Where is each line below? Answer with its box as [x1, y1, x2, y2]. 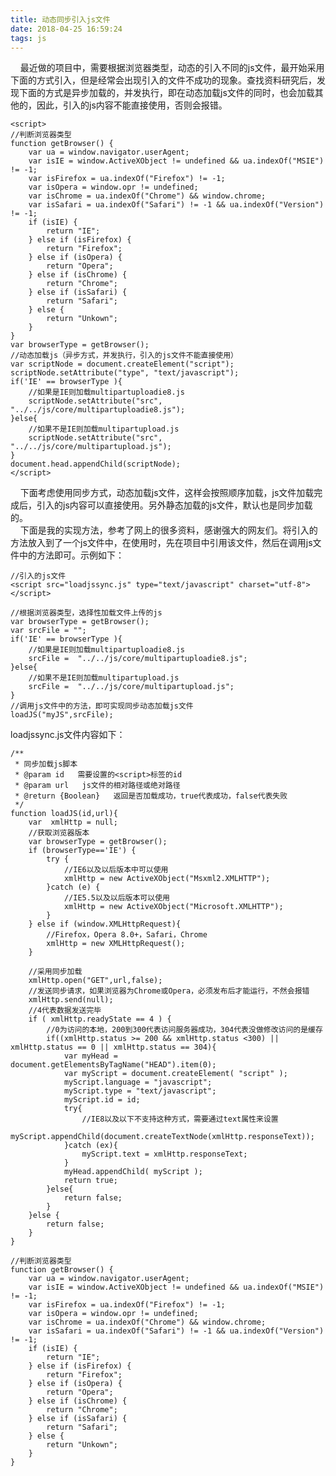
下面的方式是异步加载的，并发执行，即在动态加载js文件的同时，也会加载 [18, 87, 315, 99]
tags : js [10, 33, 47, 43]
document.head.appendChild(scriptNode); [10, 459, 182, 470]
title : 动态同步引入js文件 [10, 14, 111, 25]
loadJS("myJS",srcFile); [10, 710, 114, 720]
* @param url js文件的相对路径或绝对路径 [14, 781, 181, 791]
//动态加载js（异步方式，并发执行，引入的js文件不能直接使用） [10, 351, 239, 361]
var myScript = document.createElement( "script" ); [63, 1069, 288, 1079]
